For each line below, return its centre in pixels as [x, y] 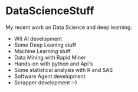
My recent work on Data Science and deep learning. [69, 27]
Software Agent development [50, 76]
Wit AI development [38, 38]
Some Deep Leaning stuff [45, 45]
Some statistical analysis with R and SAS [63, 70]
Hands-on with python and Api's [53, 64]
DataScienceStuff [50, 11]
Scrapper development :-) [45, 82]
